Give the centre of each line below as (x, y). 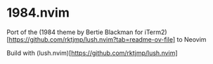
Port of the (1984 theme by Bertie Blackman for (75, 32)
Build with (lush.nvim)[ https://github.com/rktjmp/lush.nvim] (92, 53)
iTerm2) (156, 32)
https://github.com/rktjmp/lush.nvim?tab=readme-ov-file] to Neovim (108, 39)
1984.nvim (38, 13)
